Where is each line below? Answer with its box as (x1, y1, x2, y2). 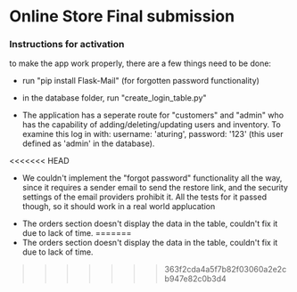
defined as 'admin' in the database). (21, 138, 155, 149)
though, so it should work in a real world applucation (21, 201, 216, 212)
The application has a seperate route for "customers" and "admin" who (21, 109, 284, 121)
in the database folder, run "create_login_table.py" (21, 93, 207, 103)
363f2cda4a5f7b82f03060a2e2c (164, 264, 287, 275)
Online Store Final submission (9, 6, 235, 27)
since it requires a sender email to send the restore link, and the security (21, 182, 288, 193)
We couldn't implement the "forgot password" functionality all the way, (21, 173, 283, 183)
